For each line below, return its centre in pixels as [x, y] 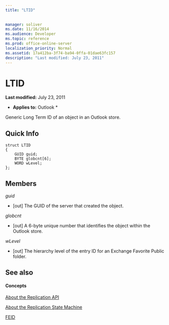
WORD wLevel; [28, 163]
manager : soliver [24, 24]
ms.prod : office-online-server [39, 44]
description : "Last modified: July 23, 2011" [55, 58]
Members [21, 184]
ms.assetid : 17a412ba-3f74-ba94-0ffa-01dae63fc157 [60, 53]
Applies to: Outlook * [35, 107]
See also [19, 273]
